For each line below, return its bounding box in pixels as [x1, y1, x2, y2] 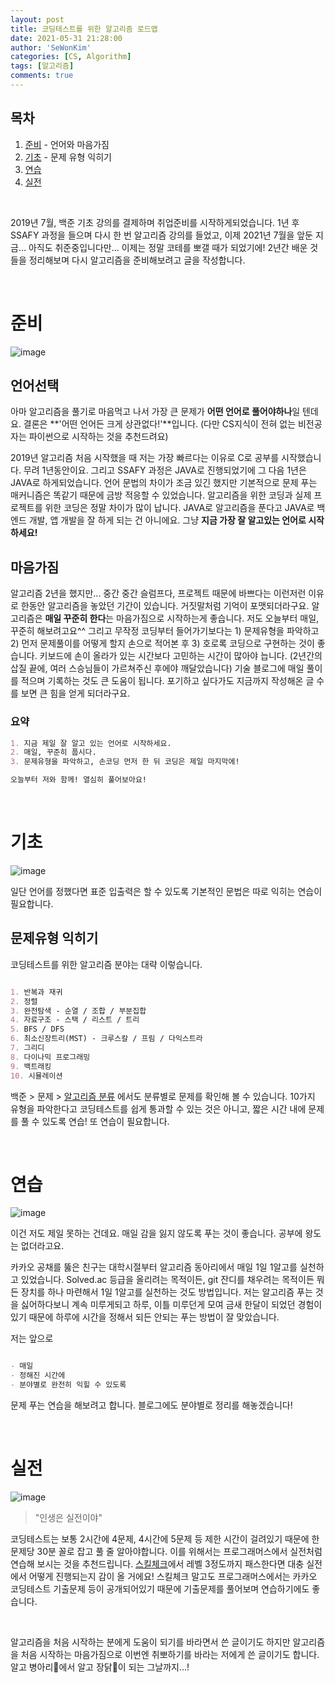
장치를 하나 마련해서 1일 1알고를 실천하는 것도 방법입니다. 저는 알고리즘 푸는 [20, 1286, 313, 1298]
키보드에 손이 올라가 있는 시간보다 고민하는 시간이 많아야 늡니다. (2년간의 [39, 650, 323, 662]
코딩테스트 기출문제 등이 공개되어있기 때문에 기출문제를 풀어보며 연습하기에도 [10, 1583, 310, 1595]
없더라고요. [20, 1240, 65, 1252]
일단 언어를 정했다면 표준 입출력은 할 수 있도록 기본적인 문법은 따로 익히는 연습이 [10, 885, 323, 897]
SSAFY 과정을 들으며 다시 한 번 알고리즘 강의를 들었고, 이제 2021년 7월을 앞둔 [10, 229, 313, 241]
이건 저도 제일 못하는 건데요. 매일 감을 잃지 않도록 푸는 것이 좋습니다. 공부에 [10, 1227, 303, 1240]
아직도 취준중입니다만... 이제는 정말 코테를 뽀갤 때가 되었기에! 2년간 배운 [28, 241, 308, 253]
